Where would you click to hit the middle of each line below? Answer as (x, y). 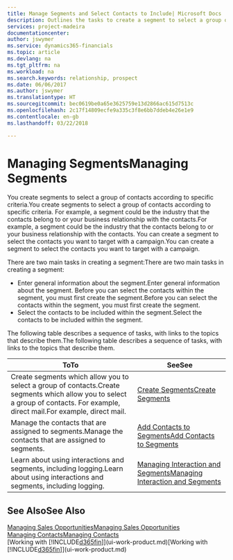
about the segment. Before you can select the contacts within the (111, 290)
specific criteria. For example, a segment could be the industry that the (109, 212)
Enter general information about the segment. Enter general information (119, 283)
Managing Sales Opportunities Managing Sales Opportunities (94, 527)
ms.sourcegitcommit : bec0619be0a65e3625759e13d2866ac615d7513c (101, 104)
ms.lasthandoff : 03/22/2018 (48, 123)
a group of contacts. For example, (66, 403)
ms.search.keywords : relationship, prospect (72, 78)
